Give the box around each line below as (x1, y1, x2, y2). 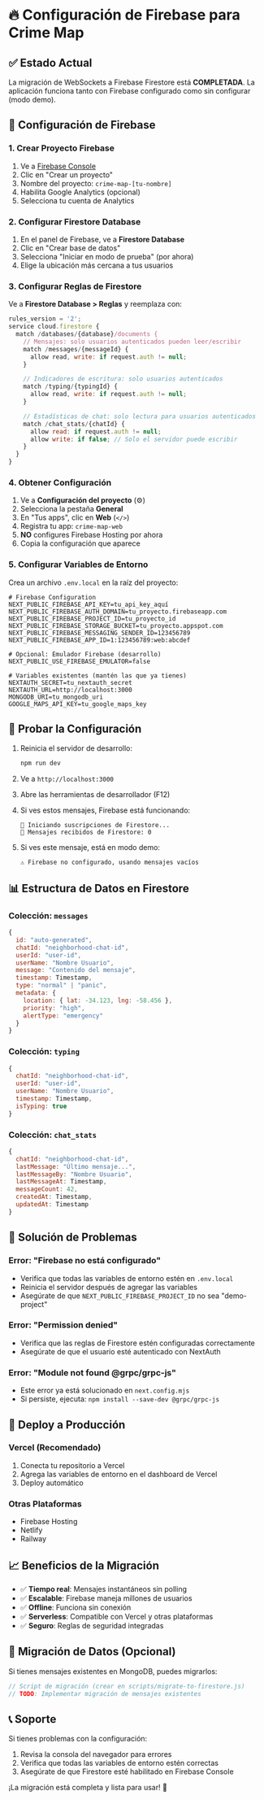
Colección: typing (8, 1046, 80, 1057)
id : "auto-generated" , (15, 935, 93, 944)
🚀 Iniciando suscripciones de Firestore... (19, 822, 171, 830)
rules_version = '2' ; (8, 315, 82, 323)
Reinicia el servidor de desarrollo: (19, 743, 132, 753)
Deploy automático (19, 1478, 84, 1488)
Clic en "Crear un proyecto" (19, 169, 114, 180)
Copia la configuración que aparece (19, 538, 141, 548)
